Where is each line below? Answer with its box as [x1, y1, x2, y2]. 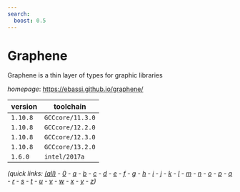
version [11, 102, 38, 112]
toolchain [53, 102, 87, 112]
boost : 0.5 [14, 17, 46, 24]
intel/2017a [44, 153, 85, 161]
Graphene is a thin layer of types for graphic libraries [7, 71, 163, 80]
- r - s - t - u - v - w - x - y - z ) [7, 177, 96, 186]
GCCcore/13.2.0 [44, 143, 96, 151]
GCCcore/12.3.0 [44, 133, 96, 142]
